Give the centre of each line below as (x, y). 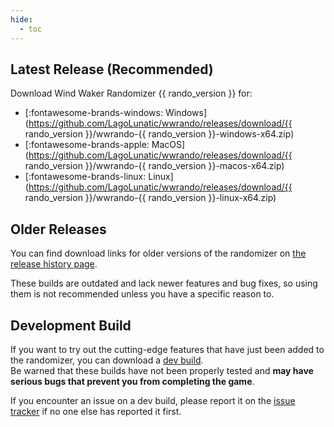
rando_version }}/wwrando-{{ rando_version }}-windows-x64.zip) (159, 134)
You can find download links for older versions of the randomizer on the (158, 253)
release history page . (54, 264)
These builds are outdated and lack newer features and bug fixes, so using (164, 283)
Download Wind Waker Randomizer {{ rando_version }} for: (131, 93)
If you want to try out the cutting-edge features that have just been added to (167, 349)
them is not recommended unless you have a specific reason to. (142, 294)
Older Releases (58, 229)
